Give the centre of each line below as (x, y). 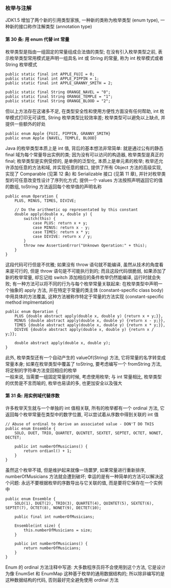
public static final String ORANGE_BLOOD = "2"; (58, 101)
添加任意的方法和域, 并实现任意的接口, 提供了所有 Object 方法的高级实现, (86, 167)
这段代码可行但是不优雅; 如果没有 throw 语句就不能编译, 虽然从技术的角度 (82, 264)
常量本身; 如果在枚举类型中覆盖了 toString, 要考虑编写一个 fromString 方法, (84, 364)
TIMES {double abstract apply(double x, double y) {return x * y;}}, (90, 325)
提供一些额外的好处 (26, 124)
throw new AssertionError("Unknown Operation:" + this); (85, 245)
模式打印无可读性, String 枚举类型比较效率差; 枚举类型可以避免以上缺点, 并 (88, 117)
